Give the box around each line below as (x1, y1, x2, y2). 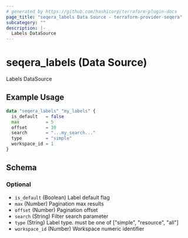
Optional (6, 180, 31, 189)
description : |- (6, 25, 46, 31)
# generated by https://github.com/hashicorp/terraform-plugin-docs (6, 8, 177, 15)
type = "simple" (11, 135, 72, 141)
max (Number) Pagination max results (14, 200, 104, 207)
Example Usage (6, 92, 65, 103)
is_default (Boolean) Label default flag (14, 194, 110, 201)
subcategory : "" (6, 19, 46, 25)
